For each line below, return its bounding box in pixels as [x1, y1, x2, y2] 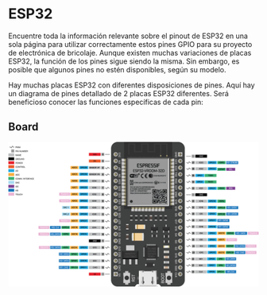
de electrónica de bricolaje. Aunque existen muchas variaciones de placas [8, 48, 252, 57]
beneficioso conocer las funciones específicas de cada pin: [8, 97, 204, 107]
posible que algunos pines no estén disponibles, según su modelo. [8, 64, 226, 74]
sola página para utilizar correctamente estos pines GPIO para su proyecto [8, 39, 253, 49]
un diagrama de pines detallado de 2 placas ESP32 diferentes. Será [8, 88, 229, 98]
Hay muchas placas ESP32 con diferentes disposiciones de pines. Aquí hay [8, 80, 256, 90]
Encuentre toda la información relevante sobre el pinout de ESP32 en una [8, 31, 249, 41]
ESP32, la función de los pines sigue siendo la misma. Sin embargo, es [8, 56, 240, 66]
